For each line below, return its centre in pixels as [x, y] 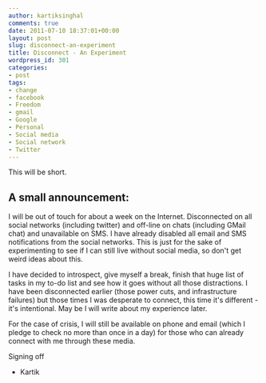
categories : [28, 68]
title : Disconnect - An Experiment [67, 53]
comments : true [34, 23]
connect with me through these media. [72, 341]
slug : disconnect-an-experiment [62, 46]
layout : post [30, 38]
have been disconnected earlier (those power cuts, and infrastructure [123, 292]
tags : [17, 82]
